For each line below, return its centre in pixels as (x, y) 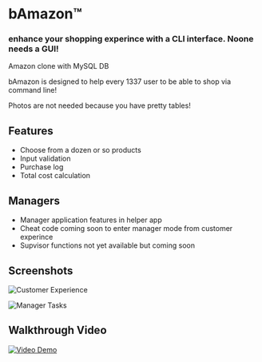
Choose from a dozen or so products (80, 150)
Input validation (45, 159)
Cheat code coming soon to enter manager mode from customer (126, 229)
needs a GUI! (34, 49)
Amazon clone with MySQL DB (59, 66)
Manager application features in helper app (91, 220)
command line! (33, 90)
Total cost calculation (55, 176)
